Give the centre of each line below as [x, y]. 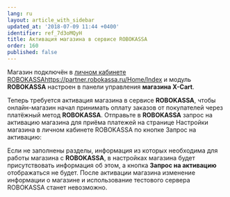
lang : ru [20, 14]
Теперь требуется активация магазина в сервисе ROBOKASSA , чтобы [112, 100]
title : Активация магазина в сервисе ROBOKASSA [77, 40]
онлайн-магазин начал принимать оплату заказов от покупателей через [115, 108]
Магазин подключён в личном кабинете [67, 72]
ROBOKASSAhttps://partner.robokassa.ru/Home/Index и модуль [99, 79]
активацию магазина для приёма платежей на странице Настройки [108, 122]
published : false [32, 53]
